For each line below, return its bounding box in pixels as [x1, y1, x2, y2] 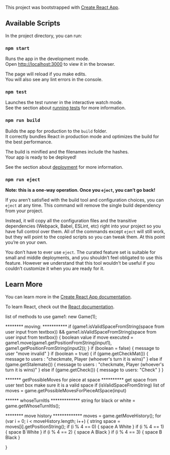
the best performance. [5, 139, 53, 145]
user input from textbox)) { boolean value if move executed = [5, 334, 134, 340]
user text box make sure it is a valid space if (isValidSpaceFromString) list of [5, 382, 165, 388]
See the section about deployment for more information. [5, 164, 124, 170]
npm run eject [5, 176, 40, 183]
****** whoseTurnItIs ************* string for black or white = [5, 397, 136, 403]
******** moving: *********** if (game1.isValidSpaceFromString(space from [5, 323, 165, 330]
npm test [5, 89, 27, 95]
